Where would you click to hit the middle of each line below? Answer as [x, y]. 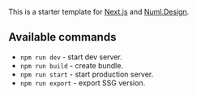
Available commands [62, 37]
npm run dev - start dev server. [71, 57]
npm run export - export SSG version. [83, 83]
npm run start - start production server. [87, 74]
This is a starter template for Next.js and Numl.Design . [99, 12]
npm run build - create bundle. [72, 65]
